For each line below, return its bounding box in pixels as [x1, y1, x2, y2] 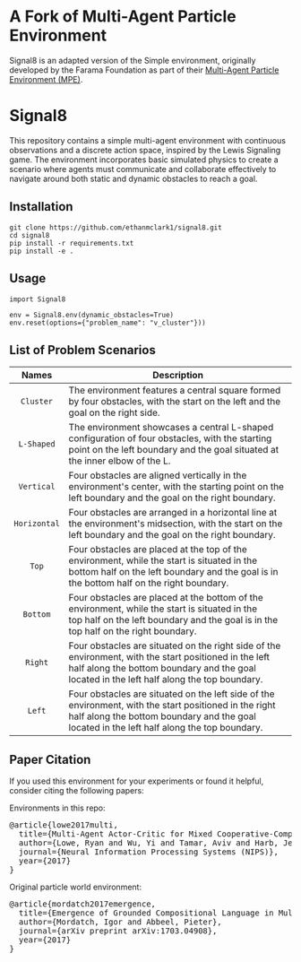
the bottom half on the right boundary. [68, 576, 229, 589]
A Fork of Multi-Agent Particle [9, 6, 237, 27]
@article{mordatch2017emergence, [9, 899, 157, 909]
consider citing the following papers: [9, 785, 145, 796]
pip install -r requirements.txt [9, 238, 134, 247]
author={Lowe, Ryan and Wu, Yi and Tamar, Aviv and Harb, [18, 838, 279, 848]
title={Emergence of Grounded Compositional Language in [18, 908, 275, 918]
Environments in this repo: [9, 802, 106, 813]
